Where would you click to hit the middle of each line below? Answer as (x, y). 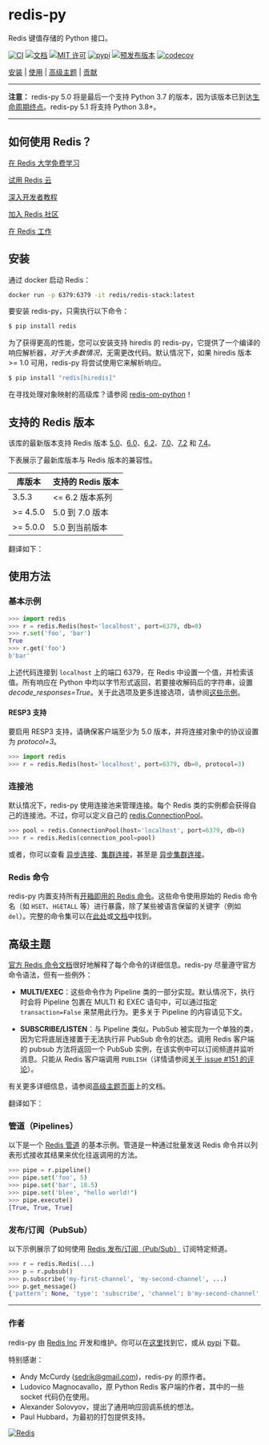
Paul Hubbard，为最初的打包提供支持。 (84, 1417)
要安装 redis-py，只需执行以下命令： (69, 311)
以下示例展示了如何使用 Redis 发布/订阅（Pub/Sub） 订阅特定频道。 (120, 1248)
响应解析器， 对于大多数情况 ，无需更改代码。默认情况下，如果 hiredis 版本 (130, 353)
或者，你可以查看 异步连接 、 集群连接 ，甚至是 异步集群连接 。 (108, 854)
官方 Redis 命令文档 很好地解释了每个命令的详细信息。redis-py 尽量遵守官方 (132, 965)
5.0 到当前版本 (80, 527)
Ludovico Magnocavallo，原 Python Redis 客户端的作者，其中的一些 (132, 1386)
